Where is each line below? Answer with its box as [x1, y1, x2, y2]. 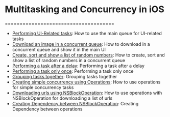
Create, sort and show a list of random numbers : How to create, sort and [12, 52, 165, 58]
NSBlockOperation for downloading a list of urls [12, 95, 113, 101]
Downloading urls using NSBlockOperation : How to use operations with [12, 90, 162, 96]
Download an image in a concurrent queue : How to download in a [12, 41, 150, 47]
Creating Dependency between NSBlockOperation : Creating [12, 100, 139, 106]
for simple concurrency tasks [12, 84, 74, 90]
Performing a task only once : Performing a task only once [12, 68, 134, 74]
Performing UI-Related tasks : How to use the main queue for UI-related [12, 30, 162, 36]
